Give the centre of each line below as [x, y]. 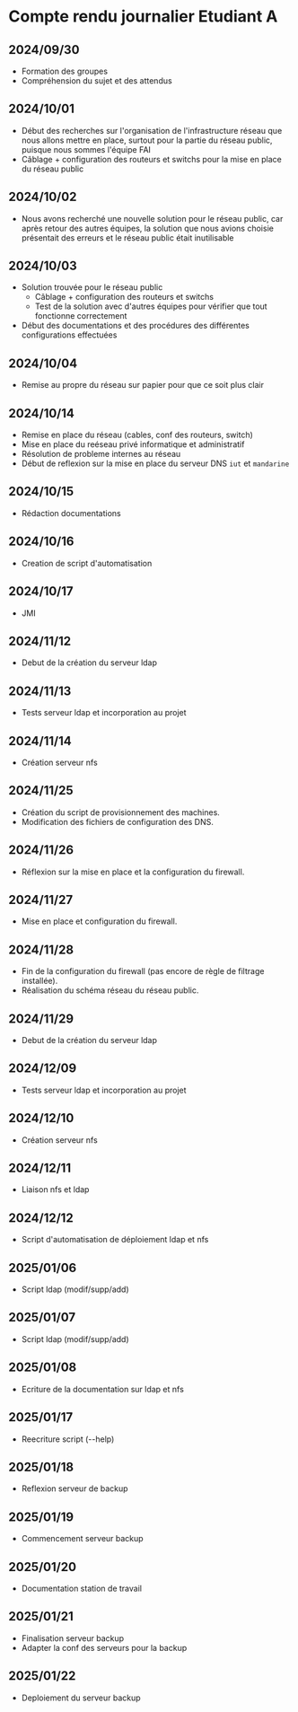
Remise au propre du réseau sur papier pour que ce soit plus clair [142, 385]
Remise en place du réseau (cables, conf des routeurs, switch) [137, 435]
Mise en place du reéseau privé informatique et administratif [133, 444]
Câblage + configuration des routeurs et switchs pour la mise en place [151, 159]
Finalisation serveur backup [73, 1638]
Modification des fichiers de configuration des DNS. [118, 821]
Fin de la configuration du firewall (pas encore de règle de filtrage [143, 971]
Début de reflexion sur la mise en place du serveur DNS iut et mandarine [155, 463]
